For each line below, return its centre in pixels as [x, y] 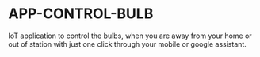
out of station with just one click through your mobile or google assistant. [128, 44]
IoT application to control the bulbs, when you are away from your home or [130, 36]
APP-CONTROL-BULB [81, 14]
